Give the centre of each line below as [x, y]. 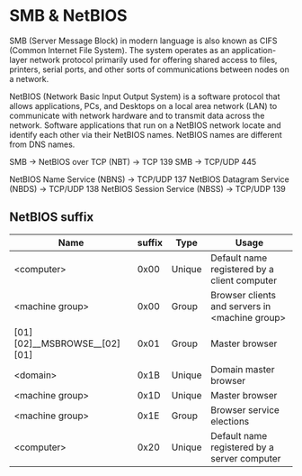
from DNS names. [42, 144]
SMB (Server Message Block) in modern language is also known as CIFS [143, 41]
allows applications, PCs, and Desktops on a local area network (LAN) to [143, 105]
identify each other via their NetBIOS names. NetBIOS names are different [146, 134]
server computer [246, 458]
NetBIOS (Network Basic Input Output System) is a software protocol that [145, 96]
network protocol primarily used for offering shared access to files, [154, 59]
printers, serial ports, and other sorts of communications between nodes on [149, 69]
